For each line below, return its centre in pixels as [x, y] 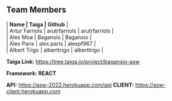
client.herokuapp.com [33, 91]
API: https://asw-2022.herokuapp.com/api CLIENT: [70, 85]
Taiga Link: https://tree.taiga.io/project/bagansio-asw [73, 61]
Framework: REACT [31, 73]
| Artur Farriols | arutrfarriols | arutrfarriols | [60, 31]
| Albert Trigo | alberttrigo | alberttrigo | [55, 50]
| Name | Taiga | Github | [37, 24]
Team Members [36, 10]
